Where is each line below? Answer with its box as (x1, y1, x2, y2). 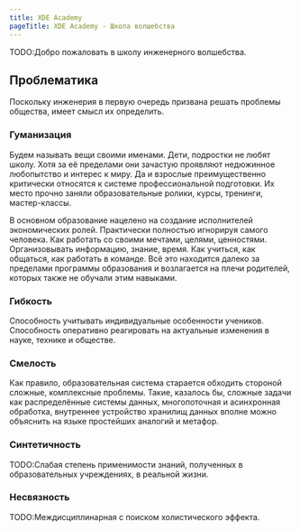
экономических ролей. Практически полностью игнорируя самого (9, 224, 268, 235)
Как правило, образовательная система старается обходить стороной (9, 377, 282, 388)
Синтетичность (9, 439, 81, 452)
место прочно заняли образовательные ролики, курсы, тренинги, (9, 187, 263, 199)
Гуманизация (9, 128, 72, 141)
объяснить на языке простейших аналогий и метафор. (9, 416, 219, 427)
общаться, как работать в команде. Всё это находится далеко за (9, 253, 260, 264)
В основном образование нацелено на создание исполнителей (9, 214, 254, 226)
